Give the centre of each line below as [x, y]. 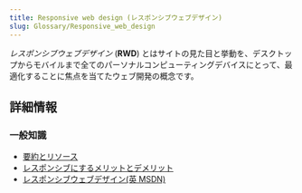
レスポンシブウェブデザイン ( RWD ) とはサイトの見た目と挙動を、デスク [143, 53]
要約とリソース [50, 157]
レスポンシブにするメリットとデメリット [98, 168]
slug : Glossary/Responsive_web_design [82, 26]
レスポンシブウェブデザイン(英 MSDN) [94, 179]
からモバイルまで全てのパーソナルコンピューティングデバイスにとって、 [151, 64]
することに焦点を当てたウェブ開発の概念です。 [112, 76]
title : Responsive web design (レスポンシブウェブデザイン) [116, 18]
